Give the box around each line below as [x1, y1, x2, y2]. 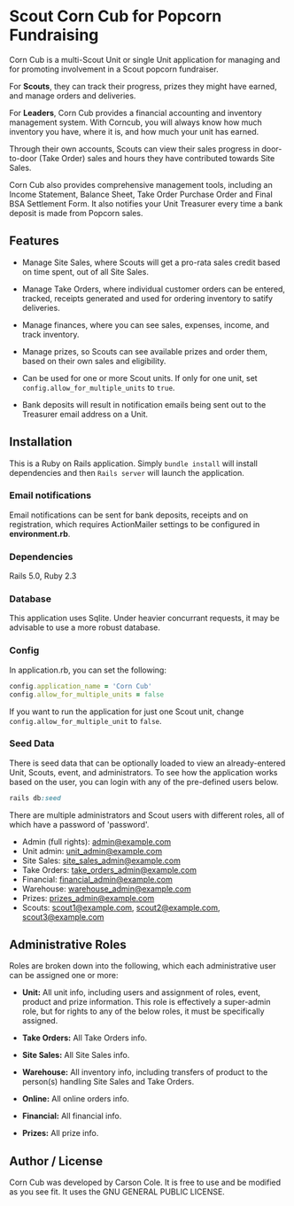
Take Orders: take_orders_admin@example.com [21, 864, 197, 875]
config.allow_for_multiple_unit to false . [9, 715, 162, 726]
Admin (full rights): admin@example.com [21, 836, 172, 847]
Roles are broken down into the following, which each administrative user [9, 961, 276, 971]
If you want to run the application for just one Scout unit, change [9, 706, 244, 717]
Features [9, 233, 59, 249]
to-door [9, 152, 37, 163]
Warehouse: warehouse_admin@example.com [21, 883, 192, 894]
